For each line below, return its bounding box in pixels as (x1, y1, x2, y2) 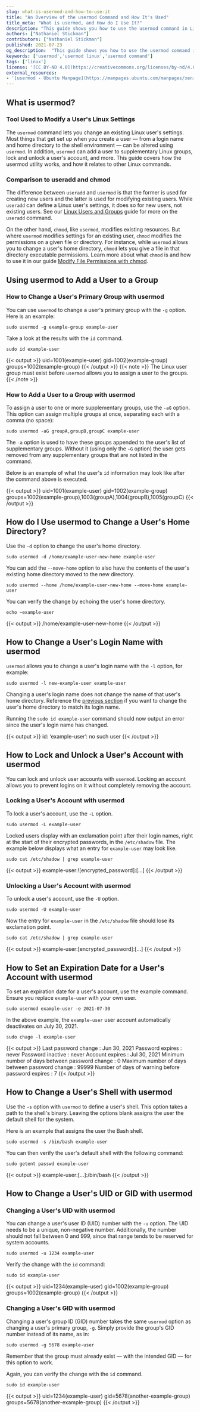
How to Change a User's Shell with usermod (6, 1087, 173, 1098)
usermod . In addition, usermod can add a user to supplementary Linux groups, (6, 147, 193, 155)
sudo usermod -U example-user (6, 907, 82, 913)
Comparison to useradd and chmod (6, 175, 111, 184)
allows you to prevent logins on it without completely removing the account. (6, 781, 192, 789)
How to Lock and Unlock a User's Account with (6, 750, 183, 761)
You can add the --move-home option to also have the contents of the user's (6, 564, 190, 571)
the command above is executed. (6, 475, 88, 483)
